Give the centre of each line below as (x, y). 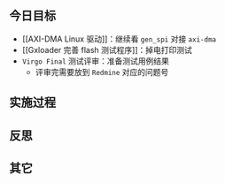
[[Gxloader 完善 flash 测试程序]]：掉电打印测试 (107, 50)
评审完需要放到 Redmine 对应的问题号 (102, 72)
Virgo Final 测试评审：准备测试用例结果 (96, 61)
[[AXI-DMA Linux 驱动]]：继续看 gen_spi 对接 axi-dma (119, 39)
